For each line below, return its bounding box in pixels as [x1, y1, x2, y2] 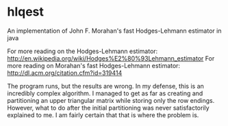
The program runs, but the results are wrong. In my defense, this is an [7, 82, 204, 90]
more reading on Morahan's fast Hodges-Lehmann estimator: [7, 61, 180, 69]
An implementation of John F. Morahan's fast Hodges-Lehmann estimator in [7, 27, 222, 35]
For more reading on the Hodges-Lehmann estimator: [7, 47, 158, 55]
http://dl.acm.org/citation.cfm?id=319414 [7, 69, 123, 77]
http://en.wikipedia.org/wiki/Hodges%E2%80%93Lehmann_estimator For [7, 54, 215, 62]
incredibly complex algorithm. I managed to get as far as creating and [7, 89, 203, 97]
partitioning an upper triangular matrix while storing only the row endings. [7, 96, 215, 104]
